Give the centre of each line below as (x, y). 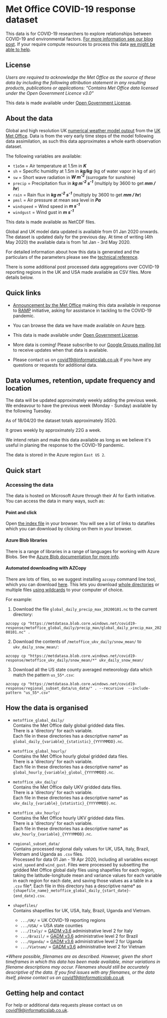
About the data (29, 118)
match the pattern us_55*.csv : (43, 675)
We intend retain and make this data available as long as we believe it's (78, 440)
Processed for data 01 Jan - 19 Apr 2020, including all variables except (85, 859)
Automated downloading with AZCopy (46, 568)
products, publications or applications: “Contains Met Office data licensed (82, 88)
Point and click (21, 512)
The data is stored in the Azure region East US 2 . (56, 455)
